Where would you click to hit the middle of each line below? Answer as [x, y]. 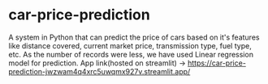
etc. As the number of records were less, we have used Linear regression [131, 54]
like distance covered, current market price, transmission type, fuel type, [130, 45]
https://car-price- [216, 63]
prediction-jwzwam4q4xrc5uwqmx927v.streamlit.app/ [99, 71]
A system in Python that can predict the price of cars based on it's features [134, 37]
